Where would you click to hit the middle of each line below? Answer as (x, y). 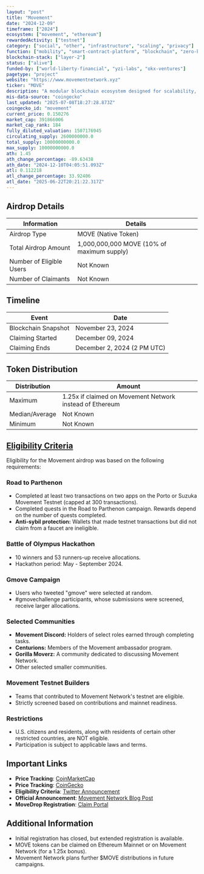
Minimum (23, 424)
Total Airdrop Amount (40, 247)
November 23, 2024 (104, 328)
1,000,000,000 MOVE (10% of (122, 244)
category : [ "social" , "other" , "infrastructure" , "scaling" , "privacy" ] (100, 46)
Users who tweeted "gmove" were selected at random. (84, 593)
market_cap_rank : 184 (34, 125)
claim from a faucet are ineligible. (57, 528)
